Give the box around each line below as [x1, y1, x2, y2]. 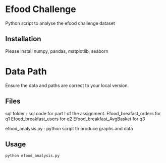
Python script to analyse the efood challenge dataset [5, 20, 115, 26]
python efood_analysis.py [5, 153, 60, 158]
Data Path [5, 65, 47, 77]
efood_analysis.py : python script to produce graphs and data [5, 125, 133, 131]
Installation [5, 35, 41, 43]
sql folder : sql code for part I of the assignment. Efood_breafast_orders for [5, 110, 161, 116]
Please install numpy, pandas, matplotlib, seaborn [5, 48, 108, 54]
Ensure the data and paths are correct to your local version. [5, 82, 129, 89]
